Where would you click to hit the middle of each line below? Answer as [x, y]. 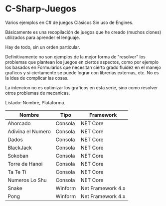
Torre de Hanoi [25, 164]
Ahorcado [19, 123]
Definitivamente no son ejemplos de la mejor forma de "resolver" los [75, 57]
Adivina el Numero [29, 131]
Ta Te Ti [17, 172]
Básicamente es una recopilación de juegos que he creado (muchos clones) [83, 32]
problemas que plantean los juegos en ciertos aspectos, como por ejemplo [82, 62]
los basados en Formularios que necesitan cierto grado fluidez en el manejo [83, 67]
